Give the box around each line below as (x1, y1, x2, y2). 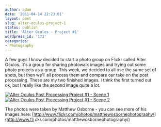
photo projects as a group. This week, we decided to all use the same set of (5, 66, 157, 73)
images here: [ (5, 111, 34, 117)
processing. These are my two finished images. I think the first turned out (5, 77, 152, 83)
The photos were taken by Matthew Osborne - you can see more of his (5, 106, 147, 112)
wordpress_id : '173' (5, 34, 47, 39)
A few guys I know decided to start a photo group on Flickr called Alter (5, 56, 146, 62)
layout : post (5, 16, 32, 21)
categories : (5, 39, 29, 44)
